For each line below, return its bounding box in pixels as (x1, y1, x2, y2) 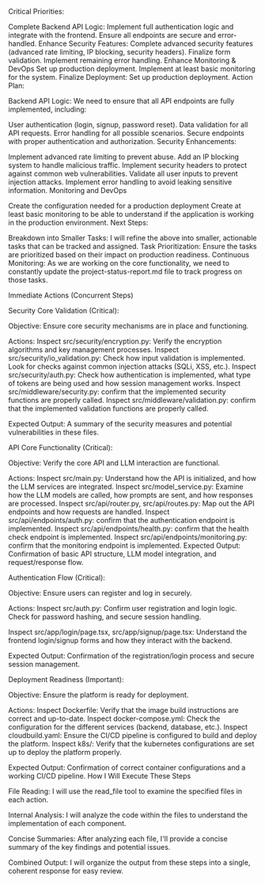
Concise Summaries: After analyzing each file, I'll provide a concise (8, 834, 228, 843)
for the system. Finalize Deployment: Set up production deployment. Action (8, 73, 253, 81)
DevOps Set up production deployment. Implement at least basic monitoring (8, 64, 256, 74)
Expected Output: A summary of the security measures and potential (8, 419, 232, 428)
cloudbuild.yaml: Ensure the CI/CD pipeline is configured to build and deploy (8, 731, 257, 740)
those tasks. (8, 275, 48, 284)
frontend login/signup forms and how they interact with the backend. (8, 636, 233, 645)
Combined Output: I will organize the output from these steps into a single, (8, 858, 251, 867)
